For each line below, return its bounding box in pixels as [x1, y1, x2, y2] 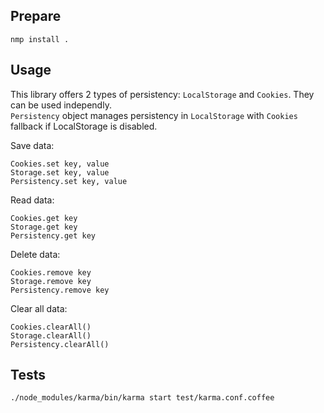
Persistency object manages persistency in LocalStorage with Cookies [10, 109, 298, 121]
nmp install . [10, 34, 70, 44]
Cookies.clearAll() [10, 322, 92, 332]
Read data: [10, 194, 55, 206]
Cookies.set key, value [10, 159, 110, 169]
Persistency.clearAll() [10, 339, 110, 349]
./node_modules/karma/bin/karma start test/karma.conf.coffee [10, 393, 275, 403]
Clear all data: [10, 302, 68, 314]
